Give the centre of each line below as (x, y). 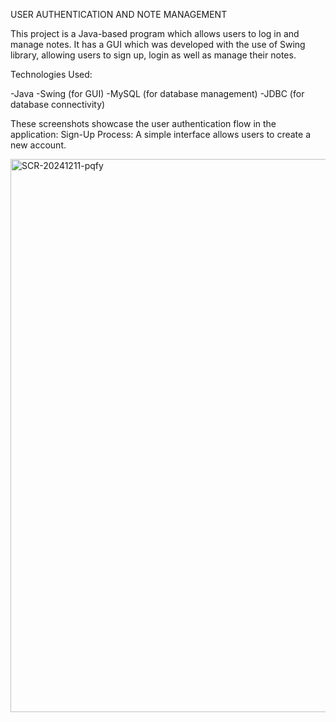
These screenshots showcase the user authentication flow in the (143, 123)
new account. (38, 145)
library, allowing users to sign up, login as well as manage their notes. (153, 55)
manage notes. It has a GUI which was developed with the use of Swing (158, 44)
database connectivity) (58, 104)
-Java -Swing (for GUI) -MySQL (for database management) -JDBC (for (157, 93)
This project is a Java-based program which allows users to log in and (155, 33)
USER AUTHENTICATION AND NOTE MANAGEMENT (119, 14)
